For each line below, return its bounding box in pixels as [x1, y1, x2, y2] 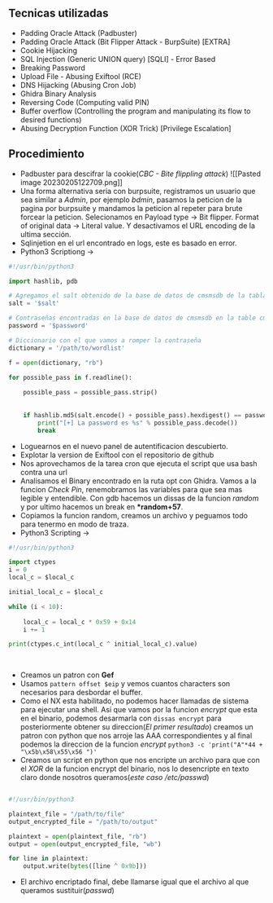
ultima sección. [19, 229, 71, 239]
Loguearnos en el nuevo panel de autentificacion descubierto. [19, 441, 229, 451]
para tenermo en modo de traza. [19, 519, 129, 529]
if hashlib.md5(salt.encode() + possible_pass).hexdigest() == [23, 411, 242, 419]
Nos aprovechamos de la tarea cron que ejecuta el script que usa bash [19, 458, 258, 468]
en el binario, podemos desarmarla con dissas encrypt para [19, 713, 222, 723]
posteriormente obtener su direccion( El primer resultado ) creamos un [19, 722, 253, 732]
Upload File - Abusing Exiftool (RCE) [19, 71, 142, 81]
